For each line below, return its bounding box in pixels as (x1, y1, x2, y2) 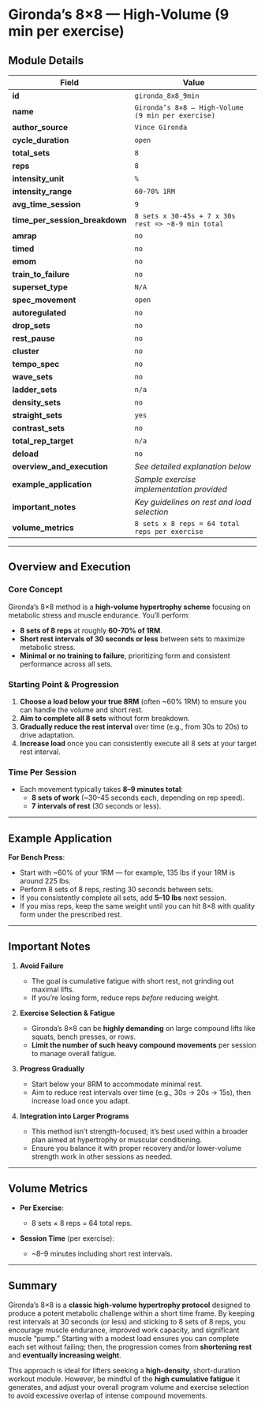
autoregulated (12, 308, 67, 318)
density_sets (12, 397, 62, 408)
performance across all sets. (19, 659, 113, 668)
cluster (12, 345, 39, 357)
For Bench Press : (8, 853, 65, 862)
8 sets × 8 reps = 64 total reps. (31, 1218, 132, 1227)
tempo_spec (12, 359, 60, 369)
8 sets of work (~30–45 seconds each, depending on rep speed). (31, 793, 245, 802)
